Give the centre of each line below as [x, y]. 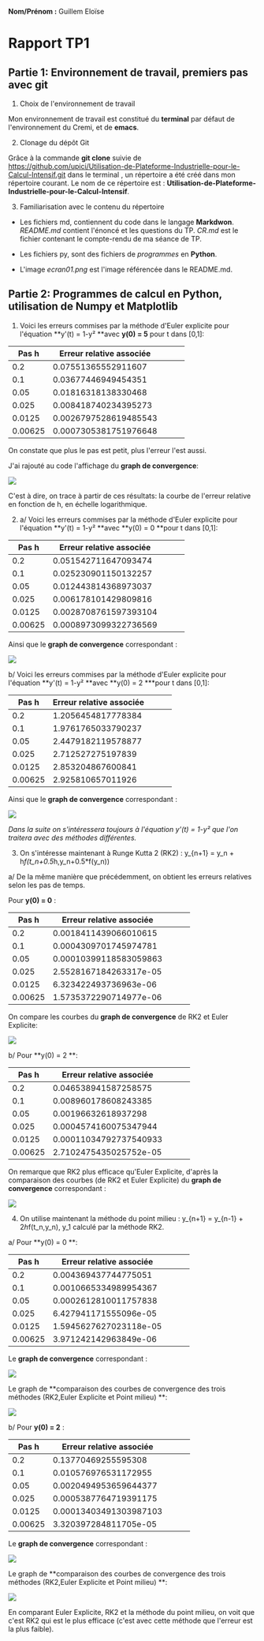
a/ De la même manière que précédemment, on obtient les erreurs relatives [130, 876]
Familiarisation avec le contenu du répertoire [92, 207]
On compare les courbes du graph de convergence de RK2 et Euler [118, 1017]
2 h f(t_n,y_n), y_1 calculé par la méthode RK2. [92, 1227]
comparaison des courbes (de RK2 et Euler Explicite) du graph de [115, 1180]
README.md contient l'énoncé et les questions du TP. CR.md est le [129, 230]
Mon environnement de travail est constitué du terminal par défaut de [121, 119]
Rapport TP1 [49, 43]
